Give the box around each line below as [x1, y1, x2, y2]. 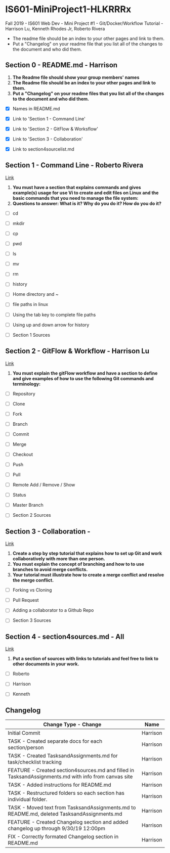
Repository [12, 390, 35, 396]
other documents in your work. [12, 661, 79, 667]
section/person [8, 744, 44, 751]
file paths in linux [12, 301, 49, 307]
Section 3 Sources [12, 617, 52, 623]
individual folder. [8, 796, 48, 803]
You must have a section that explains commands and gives [12, 184, 141, 190]
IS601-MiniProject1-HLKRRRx [5, 4, 132, 15]
